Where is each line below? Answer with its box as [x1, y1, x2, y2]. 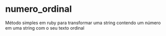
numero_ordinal [5, 3, 72, 15]
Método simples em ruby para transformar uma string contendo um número [5, 20, 161, 26]
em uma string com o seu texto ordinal [5, 25, 84, 31]
